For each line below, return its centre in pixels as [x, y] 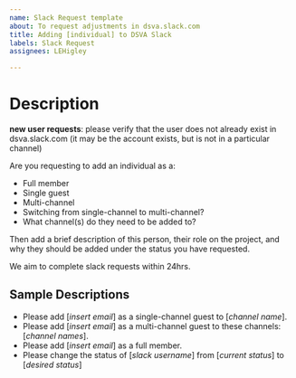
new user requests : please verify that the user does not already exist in [143, 129]
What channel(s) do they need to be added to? [109, 222]
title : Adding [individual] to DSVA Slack [91, 34]
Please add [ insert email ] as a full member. [102, 345]
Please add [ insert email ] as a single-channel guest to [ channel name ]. [155, 317]
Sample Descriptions [69, 295]
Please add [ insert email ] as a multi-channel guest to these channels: [152, 326]
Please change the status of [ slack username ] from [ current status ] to [153, 354]
